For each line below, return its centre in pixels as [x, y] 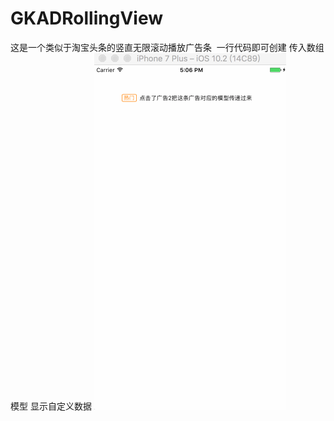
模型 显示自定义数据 [51, 406]
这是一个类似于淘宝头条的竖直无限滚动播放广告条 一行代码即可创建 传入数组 [167, 47]
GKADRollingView [86, 18]
